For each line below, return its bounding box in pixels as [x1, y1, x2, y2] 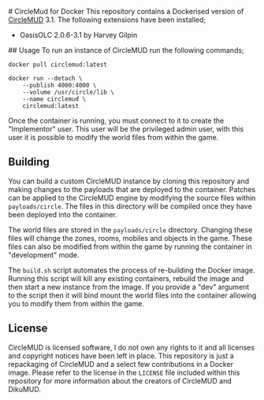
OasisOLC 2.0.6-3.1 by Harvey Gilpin [19, 31, 138, 39]
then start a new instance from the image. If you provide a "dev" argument [8, 282, 250, 291]
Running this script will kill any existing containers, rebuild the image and [8, 273, 244, 283]
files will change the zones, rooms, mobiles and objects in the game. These [8, 233, 253, 243]
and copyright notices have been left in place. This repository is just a [8, 350, 234, 361]
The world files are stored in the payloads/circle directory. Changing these [8, 224, 253, 235]
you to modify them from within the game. [8, 298, 144, 308]
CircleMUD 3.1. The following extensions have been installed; [8, 15, 206, 24]
